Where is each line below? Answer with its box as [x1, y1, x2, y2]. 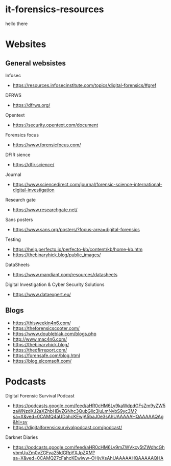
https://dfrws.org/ [12, 102, 51, 108]
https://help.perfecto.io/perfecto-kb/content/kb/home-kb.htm [12, 246, 143, 252]
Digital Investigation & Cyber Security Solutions [5, 281, 105, 287]
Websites [5, 38, 46, 50]
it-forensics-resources [5, 4, 104, 15]
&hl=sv [12, 418, 28, 425]
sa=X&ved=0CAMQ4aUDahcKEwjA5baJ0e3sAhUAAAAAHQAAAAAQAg [12, 413, 164, 419]
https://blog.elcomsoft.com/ [12, 358, 72, 364]
